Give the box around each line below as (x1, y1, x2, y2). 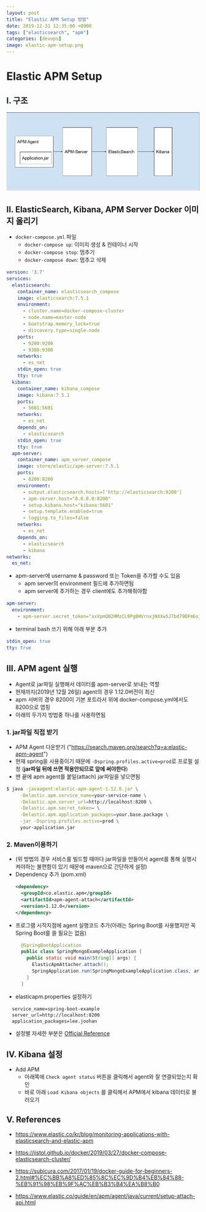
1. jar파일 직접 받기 (6, 728, 58, 737)
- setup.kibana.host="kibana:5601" (22, 502, 114, 508)
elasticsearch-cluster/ (15, 1156, 71, 1163)
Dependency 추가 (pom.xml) (15, 871, 87, 878)
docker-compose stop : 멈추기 (24, 248, 95, 256)
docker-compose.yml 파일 (15, 233, 77, 240)
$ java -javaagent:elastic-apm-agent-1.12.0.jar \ (6, 786, 139, 792)
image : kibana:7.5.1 (17, 392, 70, 398)
